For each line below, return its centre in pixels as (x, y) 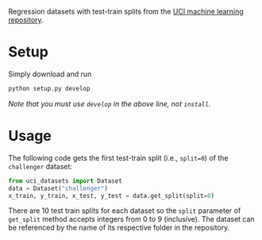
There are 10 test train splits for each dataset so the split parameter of (125, 211)
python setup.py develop (49, 88)
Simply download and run (50, 74)
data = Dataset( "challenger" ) (58, 188)
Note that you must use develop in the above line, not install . (110, 103)
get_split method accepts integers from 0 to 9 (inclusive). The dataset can (132, 219)
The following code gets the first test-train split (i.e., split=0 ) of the (118, 157)
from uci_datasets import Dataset (65, 181)
